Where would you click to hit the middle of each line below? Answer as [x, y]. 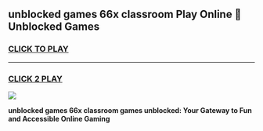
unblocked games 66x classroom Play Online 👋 [125, 15]
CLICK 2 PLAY [35, 78]
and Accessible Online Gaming [59, 118]
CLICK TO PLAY [38, 49]
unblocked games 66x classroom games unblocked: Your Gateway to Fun [130, 110]
